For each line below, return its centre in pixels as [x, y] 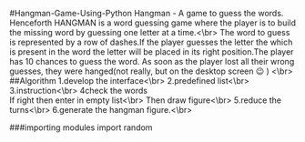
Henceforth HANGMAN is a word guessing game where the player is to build [153, 23]
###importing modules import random [81, 127]
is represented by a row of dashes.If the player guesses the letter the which [151, 42]
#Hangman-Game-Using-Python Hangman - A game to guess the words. [147, 13]
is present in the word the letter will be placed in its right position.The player [152, 52]
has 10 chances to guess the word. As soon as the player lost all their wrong [152, 61]
